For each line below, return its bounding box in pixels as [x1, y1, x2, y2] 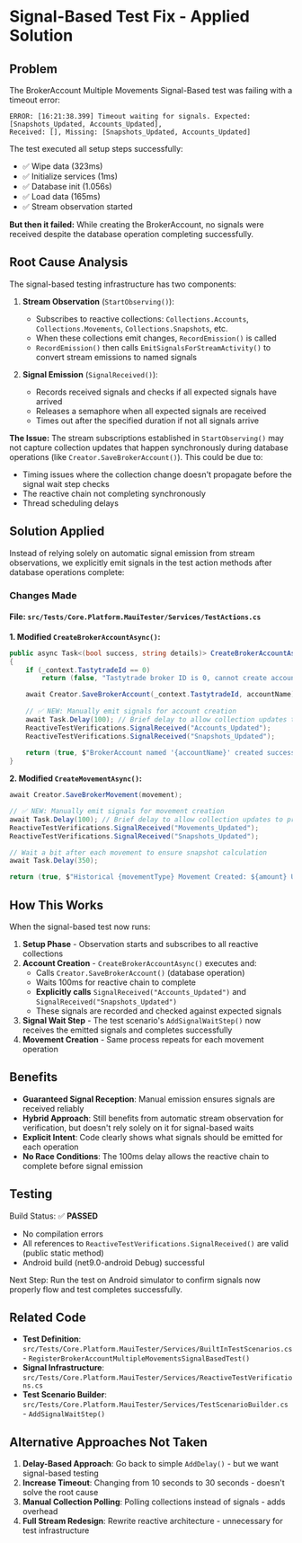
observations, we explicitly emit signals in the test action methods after [9, 557, 272, 568]
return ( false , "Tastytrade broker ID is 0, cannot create [41, 674, 268, 683]
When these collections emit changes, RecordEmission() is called [35, 333, 277, 343]
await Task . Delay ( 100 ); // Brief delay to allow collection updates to [9, 815, 283, 824]
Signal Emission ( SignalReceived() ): [22, 368, 159, 379]
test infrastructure [22, 1525, 90, 1536]
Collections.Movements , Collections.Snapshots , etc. [35, 323, 228, 333]
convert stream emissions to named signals [35, 351, 198, 362]
